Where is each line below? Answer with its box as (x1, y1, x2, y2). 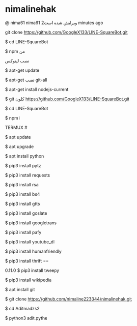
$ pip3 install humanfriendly (5, 248, 62, 254)
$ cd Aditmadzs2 (5, 305, 40, 311)
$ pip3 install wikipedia (5, 277, 52, 283)
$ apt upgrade (5, 144, 34, 149)
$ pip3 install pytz (5, 162, 42, 168)
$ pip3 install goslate (5, 210, 48, 216)
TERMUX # (5, 124, 27, 130)
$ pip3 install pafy (5, 229, 42, 235)
